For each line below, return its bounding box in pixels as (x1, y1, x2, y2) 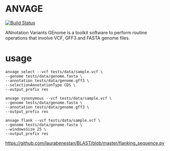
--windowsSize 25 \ (5, 127, 47, 132)
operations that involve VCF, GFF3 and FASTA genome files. (5, 35, 130, 41)
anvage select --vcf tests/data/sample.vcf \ (5, 69, 103, 74)
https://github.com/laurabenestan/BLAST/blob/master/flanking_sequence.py (5, 140, 165, 146)
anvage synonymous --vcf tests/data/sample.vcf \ (5, 95, 112, 101)
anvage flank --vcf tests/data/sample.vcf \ (5, 118, 101, 123)
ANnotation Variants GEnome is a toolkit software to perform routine (5, 29, 147, 35)
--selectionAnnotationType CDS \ (5, 82, 76, 87)
